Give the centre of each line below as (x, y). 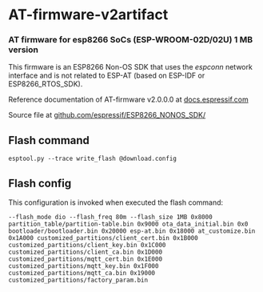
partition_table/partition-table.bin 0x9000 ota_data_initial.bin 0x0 (128, 224)
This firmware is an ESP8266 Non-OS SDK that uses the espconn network (131, 67)
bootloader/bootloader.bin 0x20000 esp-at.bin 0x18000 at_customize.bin (132, 231)
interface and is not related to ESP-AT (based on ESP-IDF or (107, 76)
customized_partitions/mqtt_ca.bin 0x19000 (82, 274)
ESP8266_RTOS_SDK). (46, 84)
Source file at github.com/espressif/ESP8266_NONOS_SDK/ (107, 115)
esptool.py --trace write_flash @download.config (93, 159)
